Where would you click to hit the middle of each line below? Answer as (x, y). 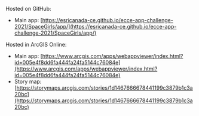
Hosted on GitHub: (28, 9)
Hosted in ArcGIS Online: (36, 45)
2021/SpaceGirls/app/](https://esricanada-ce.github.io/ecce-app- (95, 27)
